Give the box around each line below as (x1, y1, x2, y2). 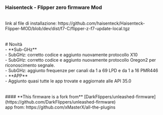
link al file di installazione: (5, 20, 57, 26)
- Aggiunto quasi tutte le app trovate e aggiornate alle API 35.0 (5, 78, 132, 84)
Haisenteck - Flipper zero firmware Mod (5, 4, 102, 11)
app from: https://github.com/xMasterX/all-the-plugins (5, 104, 116, 110)
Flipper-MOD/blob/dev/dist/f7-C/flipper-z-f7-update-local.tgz (5, 26, 130, 32)
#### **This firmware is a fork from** (5, 94, 83, 100)
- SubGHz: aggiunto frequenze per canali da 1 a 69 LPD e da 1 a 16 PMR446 (5, 68, 159, 74)
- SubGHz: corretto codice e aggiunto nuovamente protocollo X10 (5, 52, 138, 58)
